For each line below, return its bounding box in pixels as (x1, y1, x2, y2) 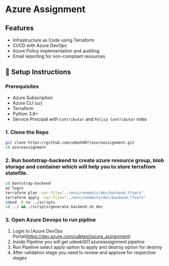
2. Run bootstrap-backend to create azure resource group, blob (5, 157, 164, 164)
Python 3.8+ (12, 110, 39, 117)
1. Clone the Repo (5, 128, 49, 136)
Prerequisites (5, 83, 39, 90)
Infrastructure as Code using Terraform (12, 37, 95, 43)
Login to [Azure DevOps (12, 228, 63, 234)
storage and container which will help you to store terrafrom (5, 163, 156, 170)
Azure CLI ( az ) (12, 100, 43, 106)
